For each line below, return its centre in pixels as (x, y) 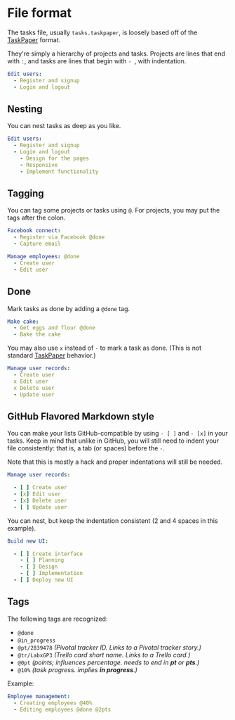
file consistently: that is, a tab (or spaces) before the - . (86, 448)
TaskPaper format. (34, 39)
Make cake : (23, 322)
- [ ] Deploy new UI (43, 580)
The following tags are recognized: (58, 619)
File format (40, 13)
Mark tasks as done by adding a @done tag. (69, 308)
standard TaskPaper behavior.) (52, 355)
